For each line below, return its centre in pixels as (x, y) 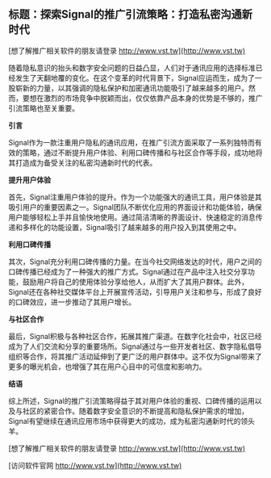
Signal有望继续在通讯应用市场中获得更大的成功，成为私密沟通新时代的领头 (132, 421)
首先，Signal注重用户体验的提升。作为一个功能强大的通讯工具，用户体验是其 (135, 197)
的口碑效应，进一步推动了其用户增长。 (72, 302)
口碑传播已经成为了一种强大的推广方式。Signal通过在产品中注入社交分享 (128, 271)
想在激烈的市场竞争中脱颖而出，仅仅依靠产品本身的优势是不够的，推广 (146, 98)
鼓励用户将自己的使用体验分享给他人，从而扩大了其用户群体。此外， (135, 282)
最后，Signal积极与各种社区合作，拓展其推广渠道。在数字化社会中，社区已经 (135, 336)
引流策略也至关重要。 (44, 108)
